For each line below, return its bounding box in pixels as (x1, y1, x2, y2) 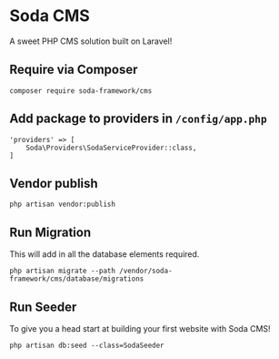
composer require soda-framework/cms (9, 86, 153, 96)
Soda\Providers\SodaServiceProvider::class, (25, 143, 197, 152)
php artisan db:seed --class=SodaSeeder (9, 341, 165, 350)
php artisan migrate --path (9, 266, 116, 276)
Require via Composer (9, 62, 138, 77)
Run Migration (9, 224, 92, 240)
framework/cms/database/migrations (9, 274, 144, 283)
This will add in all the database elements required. (9, 249, 200, 260)
